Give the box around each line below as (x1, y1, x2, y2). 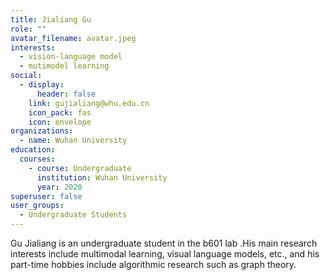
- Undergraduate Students (19, 210, 128, 220)
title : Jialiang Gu (10, 14, 92, 25)
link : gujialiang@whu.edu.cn (28, 98, 150, 108)
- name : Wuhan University (19, 136, 128, 146)
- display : (19, 80, 65, 90)
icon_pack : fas (28, 107, 92, 118)
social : (10, 71, 43, 81)
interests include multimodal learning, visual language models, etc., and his (10, 248, 320, 260)
